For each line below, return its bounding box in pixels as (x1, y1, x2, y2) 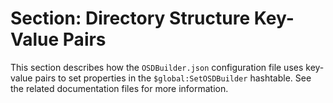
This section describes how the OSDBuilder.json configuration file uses (10, 61, 304, 73)
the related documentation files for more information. (10, 82, 229, 94)
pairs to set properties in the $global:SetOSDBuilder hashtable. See (34, 72, 312, 84)
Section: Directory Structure (10, 7, 251, 30)
